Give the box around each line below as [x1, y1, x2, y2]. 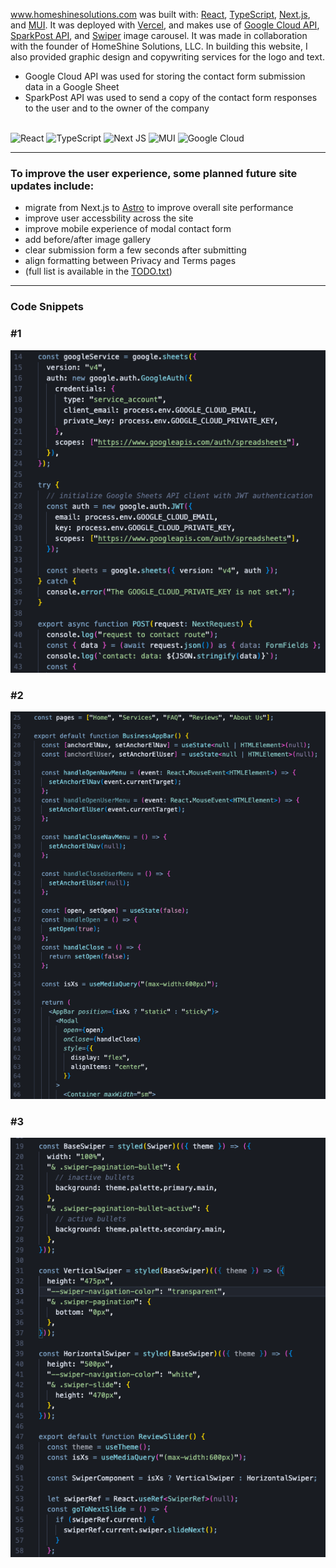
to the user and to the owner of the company [24, 102, 210, 114]
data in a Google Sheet [24, 81, 120, 93]
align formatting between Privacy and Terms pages [24, 255, 237, 267]
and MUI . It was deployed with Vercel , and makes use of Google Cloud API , [10, 19, 320, 31]
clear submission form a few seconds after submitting [24, 244, 247, 256]
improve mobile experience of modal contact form [24, 223, 232, 235]
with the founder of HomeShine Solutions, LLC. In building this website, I [10, 40, 308, 52]
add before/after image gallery [24, 234, 152, 246]
